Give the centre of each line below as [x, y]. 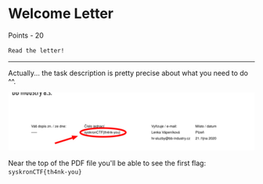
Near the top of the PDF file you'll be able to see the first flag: [107, 163]
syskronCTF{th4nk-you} [45, 172]
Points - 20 [26, 35]
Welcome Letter [61, 14]
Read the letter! [36, 51]
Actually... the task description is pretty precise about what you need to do [128, 73]
